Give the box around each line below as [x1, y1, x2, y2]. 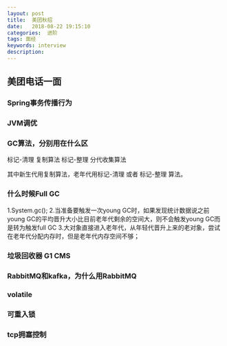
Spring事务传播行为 [7, 98, 72, 108]
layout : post [7, 10, 45, 17]
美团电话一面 [7, 76, 62, 88]
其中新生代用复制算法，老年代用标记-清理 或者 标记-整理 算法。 [7, 170, 187, 179]
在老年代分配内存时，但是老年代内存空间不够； [7, 232, 140, 240]
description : [7, 49, 45, 56]
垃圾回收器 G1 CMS [7, 251, 71, 261]
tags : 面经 [7, 36, 36, 43]
